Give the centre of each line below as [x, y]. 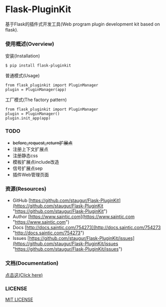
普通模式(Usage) [23, 76]
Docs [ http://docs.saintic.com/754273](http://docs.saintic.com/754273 [87, 227]
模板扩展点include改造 [36, 162]
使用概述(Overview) [30, 44]
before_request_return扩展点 [43, 143]
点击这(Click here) [24, 275]
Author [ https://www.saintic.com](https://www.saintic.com [74, 217]
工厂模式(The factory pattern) [36, 100]
